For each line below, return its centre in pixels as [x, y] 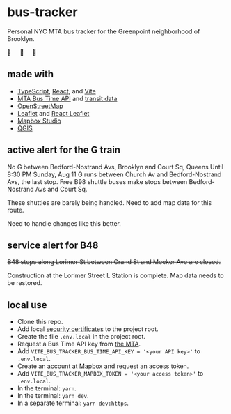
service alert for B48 [53, 245]
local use [27, 305]
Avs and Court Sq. [61, 189]
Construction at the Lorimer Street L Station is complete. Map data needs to [115, 275]
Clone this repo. [40, 322]
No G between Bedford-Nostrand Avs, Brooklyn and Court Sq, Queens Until [115, 167]
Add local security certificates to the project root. [88, 329]
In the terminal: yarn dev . [53, 396]
